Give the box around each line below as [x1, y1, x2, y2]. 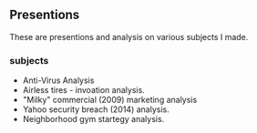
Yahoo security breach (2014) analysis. [22, 104, 170, 115]
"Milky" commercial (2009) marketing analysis [22, 95, 198, 106]
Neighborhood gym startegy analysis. [22, 114, 165, 125]
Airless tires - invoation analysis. [22, 85, 146, 96]
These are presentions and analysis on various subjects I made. [9, 31, 249, 42]
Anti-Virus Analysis [22, 75, 95, 86]
